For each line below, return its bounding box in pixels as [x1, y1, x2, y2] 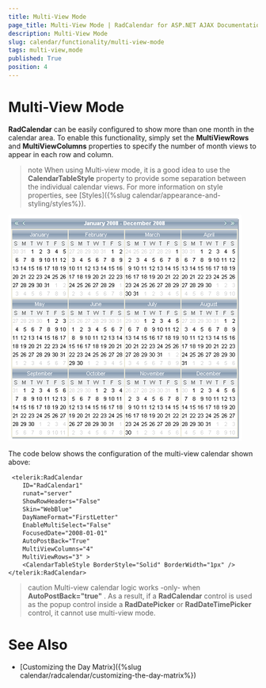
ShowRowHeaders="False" [22, 497, 101, 505]
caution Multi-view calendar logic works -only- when [27, 582, 200, 592]
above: [8, 457, 31, 467]
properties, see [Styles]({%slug [27, 190, 131, 200]
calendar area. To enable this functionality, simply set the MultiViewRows [8, 133, 249, 142]
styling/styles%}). [27, 198, 86, 208]
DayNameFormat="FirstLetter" [22, 513, 119, 521]
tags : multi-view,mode [8, 46, 83, 55]
